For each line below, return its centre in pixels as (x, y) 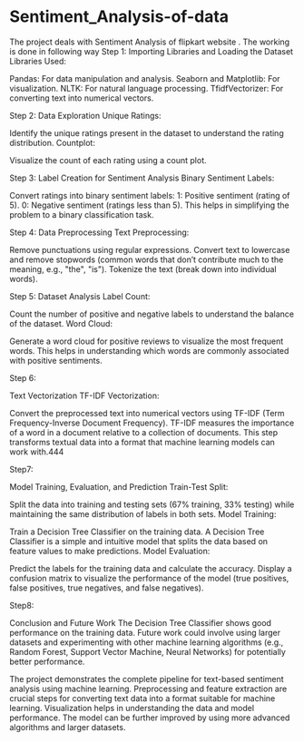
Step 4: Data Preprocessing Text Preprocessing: (99, 232)
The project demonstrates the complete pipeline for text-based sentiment (147, 679)
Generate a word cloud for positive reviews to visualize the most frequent (147, 341)
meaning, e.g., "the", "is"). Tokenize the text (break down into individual (143, 268)
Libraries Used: (38, 61)
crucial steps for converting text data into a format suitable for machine (142, 698)
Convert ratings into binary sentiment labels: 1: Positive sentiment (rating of (150, 195)
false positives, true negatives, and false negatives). (107, 588)
